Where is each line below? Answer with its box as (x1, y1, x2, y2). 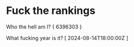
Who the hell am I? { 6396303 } (6, 23, 82, 30)
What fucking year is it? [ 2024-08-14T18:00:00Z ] (6, 34, 129, 41)
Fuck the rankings (6, 4, 96, 17)
